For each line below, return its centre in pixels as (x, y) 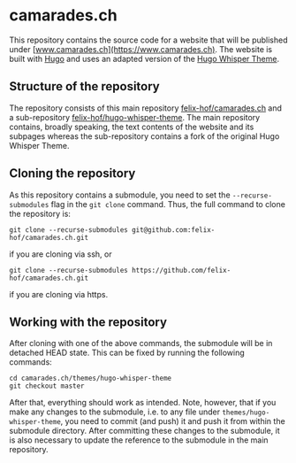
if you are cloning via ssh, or (61, 254)
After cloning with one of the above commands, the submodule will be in (141, 343)
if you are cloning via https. (59, 294)
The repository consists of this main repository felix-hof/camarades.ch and (146, 108)
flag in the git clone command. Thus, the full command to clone (168, 204)
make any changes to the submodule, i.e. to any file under (115, 412)
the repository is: (40, 213)
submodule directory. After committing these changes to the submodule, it (144, 431)
